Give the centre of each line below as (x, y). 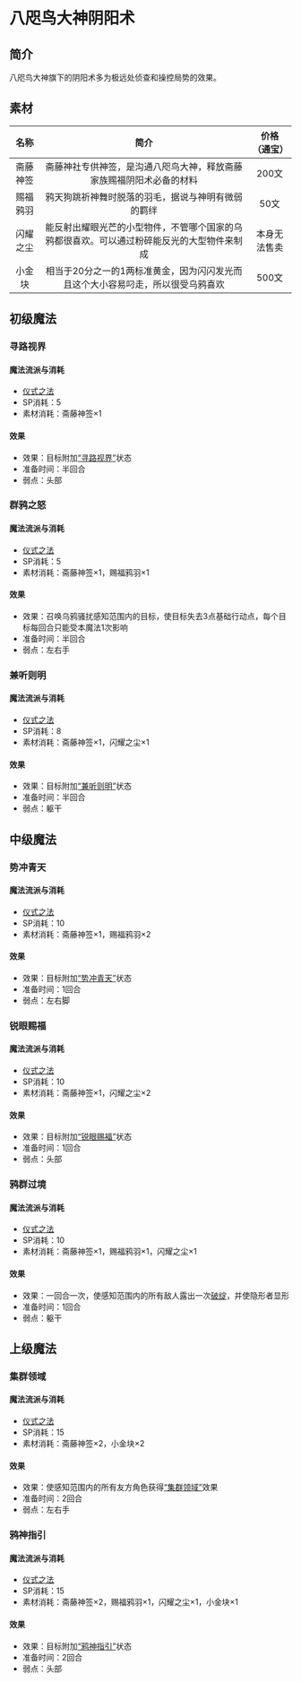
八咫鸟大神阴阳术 (73, 18)
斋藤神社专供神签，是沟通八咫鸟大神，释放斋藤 (144, 167)
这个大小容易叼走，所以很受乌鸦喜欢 (149, 284)
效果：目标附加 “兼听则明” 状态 (77, 786)
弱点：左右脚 (46, 1000)
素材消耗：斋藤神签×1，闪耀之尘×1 (86, 742)
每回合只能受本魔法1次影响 (79, 627)
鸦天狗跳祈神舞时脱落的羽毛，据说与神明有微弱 (144, 196)
